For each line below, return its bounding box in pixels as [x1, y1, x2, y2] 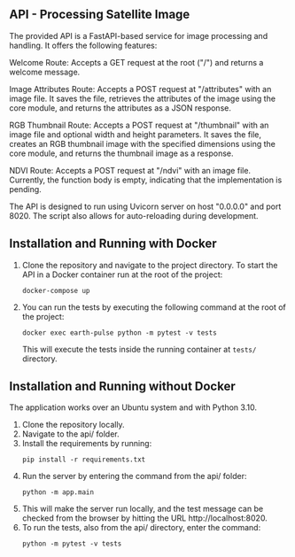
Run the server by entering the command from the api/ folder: [21, 471, 247, 482]
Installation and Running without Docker [9, 379, 237, 394]
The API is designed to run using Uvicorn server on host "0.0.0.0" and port [9, 201, 282, 212]
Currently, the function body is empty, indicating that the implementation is [9, 174, 283, 185]
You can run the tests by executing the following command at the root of [21, 301, 286, 313]
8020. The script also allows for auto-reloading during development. [9, 210, 259, 220]
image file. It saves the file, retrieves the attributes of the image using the [9, 93, 276, 104]
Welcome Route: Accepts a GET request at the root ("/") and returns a [9, 57, 264, 67]
